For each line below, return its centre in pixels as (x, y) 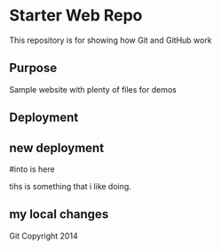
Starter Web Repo (76, 16)
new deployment (57, 148)
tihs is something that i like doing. (70, 186)
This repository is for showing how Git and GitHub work (110, 40)
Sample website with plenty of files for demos (93, 89)
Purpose (33, 68)
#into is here (32, 169)
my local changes (59, 214)
